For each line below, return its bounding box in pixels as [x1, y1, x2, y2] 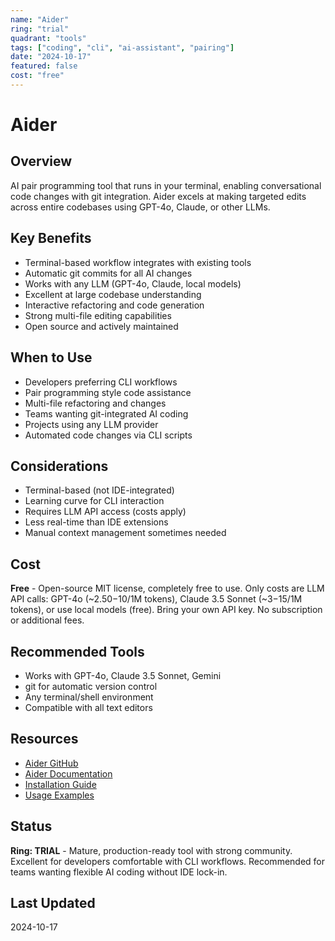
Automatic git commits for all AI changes [24, 267, 193, 279]
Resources [10, 731, 79, 748]
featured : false [10, 61, 78, 71]
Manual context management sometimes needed [24, 527, 227, 539]
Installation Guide [24, 778, 97, 790]
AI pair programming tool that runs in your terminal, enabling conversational [10, 179, 322, 191]
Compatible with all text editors [24, 701, 153, 713]
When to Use [10, 349, 93, 366]
